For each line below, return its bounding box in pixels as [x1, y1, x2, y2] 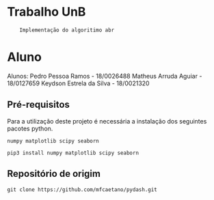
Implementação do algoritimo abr [19, 27, 115, 33]
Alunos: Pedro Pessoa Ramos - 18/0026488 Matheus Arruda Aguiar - [7, 72, 202, 80]
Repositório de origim [7, 168, 101, 180]
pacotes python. [7, 124, 53, 132]
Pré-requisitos [7, 99, 70, 111]
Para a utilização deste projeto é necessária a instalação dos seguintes [7, 117, 207, 125]
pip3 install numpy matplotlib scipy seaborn [7, 149, 139, 156]
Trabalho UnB [7, 4, 86, 20]
